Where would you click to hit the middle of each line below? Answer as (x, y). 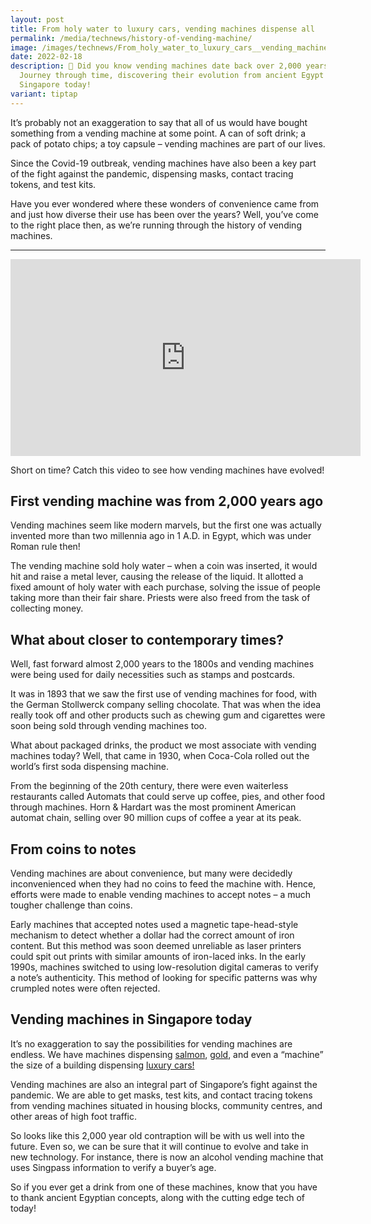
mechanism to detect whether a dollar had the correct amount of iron (152, 935)
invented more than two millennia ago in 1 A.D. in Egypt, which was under (161, 536)
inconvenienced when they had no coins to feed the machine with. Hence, (163, 884)
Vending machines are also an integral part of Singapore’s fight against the (164, 1084)
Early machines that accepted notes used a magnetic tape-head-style (154, 925)
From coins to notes (73, 849)
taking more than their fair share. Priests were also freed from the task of (160, 598)
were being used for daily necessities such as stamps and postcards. (153, 675)
